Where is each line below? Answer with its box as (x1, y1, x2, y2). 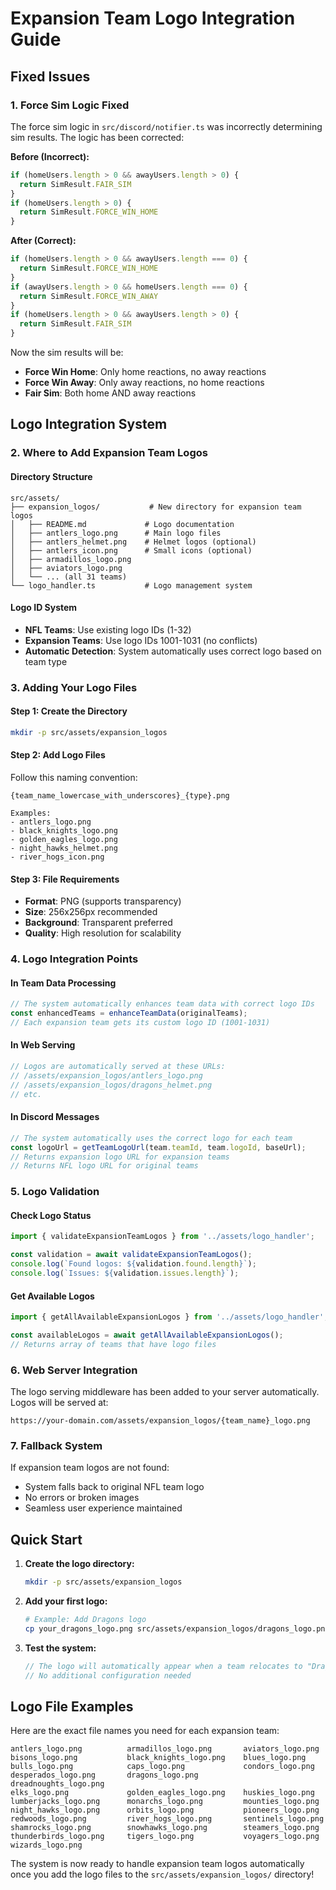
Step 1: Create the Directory (10, 705, 128, 717)
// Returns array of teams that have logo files (10, 1339, 217, 1349)
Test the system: (24, 1642, 97, 1654)
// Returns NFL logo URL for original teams (10, 1161, 199, 1171)
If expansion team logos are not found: (10, 1462, 170, 1474)
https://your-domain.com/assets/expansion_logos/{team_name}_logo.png (10, 1416, 311, 1426)
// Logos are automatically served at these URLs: (10, 1062, 226, 1072)
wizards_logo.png (10, 1840, 83, 1851)
